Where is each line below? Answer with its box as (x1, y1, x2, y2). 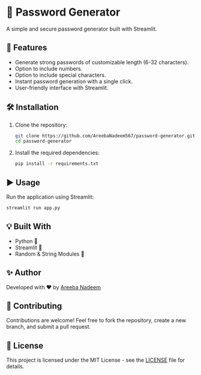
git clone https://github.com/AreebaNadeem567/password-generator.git (14, 133, 196, 139)
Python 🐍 (14, 237, 38, 245)
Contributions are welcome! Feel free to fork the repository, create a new (6, 317, 187, 324)
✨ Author (6, 268, 42, 278)
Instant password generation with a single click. (14, 77, 133, 85)
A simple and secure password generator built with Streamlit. (6, 25, 157, 32)
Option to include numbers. (14, 65, 83, 72)
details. (6, 363, 25, 370)
